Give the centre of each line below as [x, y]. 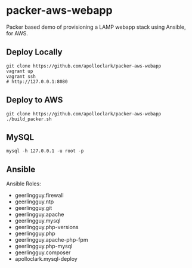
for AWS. [17, 33]
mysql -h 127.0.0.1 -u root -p [45, 151]
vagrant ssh [21, 76]
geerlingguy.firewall [39, 196]
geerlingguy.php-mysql [44, 246]
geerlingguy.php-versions [47, 227]
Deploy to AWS [35, 100]
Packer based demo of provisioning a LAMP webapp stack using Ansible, [96, 27]
